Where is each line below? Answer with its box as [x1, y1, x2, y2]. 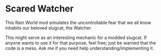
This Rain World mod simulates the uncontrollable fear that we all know [5, 19, 151, 25]
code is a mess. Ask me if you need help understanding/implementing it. [5, 45, 154, 51]
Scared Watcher [5, 3, 74, 14]
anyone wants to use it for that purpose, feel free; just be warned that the [5, 39, 156, 45]
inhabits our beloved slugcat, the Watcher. [5, 24, 92, 30]
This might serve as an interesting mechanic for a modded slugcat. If [5, 34, 147, 40]
